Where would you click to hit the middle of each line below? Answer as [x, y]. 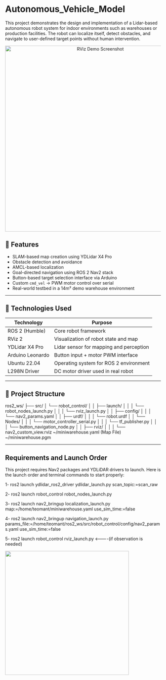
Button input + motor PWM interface [96, 355]
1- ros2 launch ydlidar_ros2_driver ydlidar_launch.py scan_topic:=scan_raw [82, 485]
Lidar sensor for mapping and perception [102, 347]
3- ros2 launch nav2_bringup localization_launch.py [58, 504]
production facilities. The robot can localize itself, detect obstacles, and [78, 33]
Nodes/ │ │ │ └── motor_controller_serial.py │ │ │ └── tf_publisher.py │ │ [81, 422]
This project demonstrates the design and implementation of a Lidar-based [82, 23]
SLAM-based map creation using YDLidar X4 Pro [62, 256]
